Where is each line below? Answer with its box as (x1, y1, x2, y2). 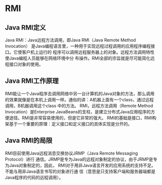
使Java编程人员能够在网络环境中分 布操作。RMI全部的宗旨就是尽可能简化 (5, 55, 151, 61)
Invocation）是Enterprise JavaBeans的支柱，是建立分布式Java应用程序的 (5, 108, 151, 114)
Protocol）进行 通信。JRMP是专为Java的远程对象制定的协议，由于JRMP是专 (5, 156, 158, 162)
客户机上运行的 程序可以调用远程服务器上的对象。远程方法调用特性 (21, 49, 155, 55)
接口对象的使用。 (9, 62, 44, 67)
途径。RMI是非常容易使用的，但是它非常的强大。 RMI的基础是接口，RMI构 (9, 115, 157, 121)
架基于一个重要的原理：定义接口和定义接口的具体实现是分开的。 (5, 121, 132, 126)
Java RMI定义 (5, 23, 46, 31)
